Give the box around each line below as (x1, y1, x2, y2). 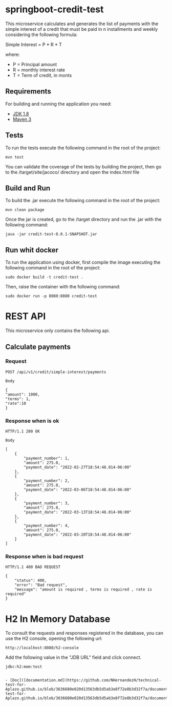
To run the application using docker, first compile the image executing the (5, 259, 161, 265)
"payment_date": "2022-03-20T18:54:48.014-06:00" (24, 532, 132, 537)
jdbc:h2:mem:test (5, 664, 42, 670)
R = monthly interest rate (12, 67, 66, 73)
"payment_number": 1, (24, 456, 70, 461)
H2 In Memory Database (5, 613, 111, 624)
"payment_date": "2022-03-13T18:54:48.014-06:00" (24, 509, 132, 515)
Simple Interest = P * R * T (5, 41, 62, 47)
